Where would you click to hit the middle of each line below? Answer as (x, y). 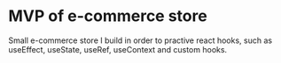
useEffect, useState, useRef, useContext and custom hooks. (118, 49)
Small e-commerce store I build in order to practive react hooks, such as (140, 40)
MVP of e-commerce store (108, 16)
